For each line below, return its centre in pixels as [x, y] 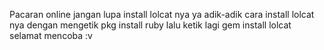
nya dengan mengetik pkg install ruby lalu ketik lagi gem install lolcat [150, 25]
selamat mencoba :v [51, 35]
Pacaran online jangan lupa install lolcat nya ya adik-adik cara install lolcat [162, 14]
